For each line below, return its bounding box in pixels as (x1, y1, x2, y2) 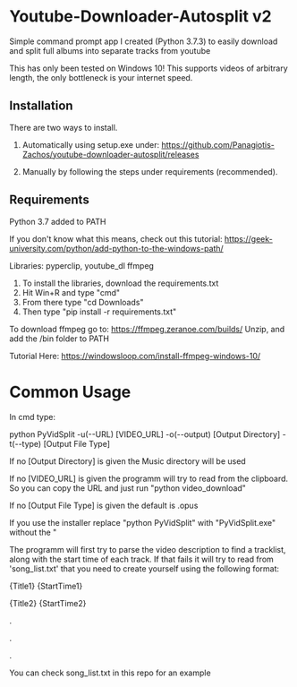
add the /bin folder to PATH (9, 333, 110, 344)
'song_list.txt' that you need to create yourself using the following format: (9, 562, 280, 574)
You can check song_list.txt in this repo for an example (9, 667, 212, 678)
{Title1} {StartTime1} (9, 580, 83, 591)
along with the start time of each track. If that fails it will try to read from (9, 554, 275, 564)
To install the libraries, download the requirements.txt (21, 278, 219, 288)
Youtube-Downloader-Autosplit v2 (9, 6, 272, 27)
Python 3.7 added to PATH (9, 216, 106, 227)
